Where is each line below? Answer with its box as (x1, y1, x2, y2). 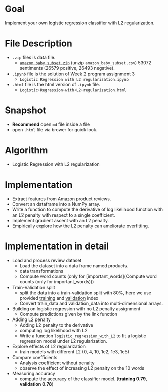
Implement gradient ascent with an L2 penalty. (12, 217, 109, 223)
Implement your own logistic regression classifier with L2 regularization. (5, 20, 155, 26)
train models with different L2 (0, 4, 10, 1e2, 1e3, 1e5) (19, 348, 130, 355)
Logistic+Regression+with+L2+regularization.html (19, 87, 127, 93)
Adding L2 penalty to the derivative (19, 322, 93, 328)
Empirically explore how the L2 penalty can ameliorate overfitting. (12, 223, 149, 229)
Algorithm (5, 145, 48, 156)
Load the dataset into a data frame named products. (19, 262, 129, 269)
